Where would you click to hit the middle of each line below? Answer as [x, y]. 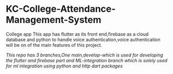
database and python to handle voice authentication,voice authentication [83, 40]
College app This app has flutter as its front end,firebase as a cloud [77, 34]
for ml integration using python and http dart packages [64, 66]
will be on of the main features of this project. [54, 45]
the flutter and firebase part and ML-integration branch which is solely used [87, 60]
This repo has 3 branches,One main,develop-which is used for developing [85, 55]
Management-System [54, 20]
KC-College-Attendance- [61, 9]
